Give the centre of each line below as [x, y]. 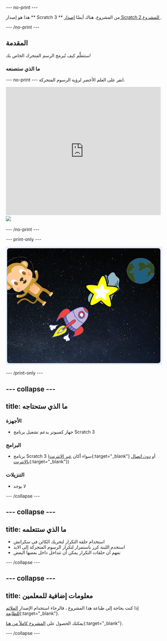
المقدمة [17, 43]
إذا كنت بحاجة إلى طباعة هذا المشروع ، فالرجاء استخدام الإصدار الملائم [73, 608]
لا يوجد [19, 486]
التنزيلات [15, 475]
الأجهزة [14, 421]
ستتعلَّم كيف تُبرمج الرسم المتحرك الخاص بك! [49, 55]
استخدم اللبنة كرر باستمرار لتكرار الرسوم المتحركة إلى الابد [69, 547]
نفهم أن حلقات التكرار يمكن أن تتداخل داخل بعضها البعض [67, 552]
